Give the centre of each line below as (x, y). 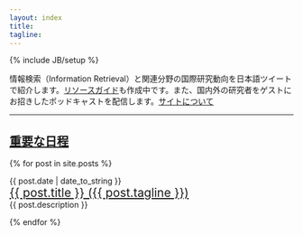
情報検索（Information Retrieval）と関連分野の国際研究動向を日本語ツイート (151, 79)
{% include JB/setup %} (54, 61)
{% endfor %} (35, 222)
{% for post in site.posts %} (61, 164)
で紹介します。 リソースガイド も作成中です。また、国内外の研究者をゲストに (151, 90)
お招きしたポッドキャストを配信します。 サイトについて (112, 101)
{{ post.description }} (49, 205)
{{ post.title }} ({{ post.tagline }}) (99, 193)
